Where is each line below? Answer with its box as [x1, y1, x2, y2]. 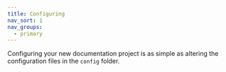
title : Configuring [7, 10, 65, 18]
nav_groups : [7, 23, 43, 30]
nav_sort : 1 [7, 17, 43, 24]
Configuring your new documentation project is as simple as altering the [7, 49, 219, 58]
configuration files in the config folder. [7, 57, 120, 66]
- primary [14, 30, 43, 37]
